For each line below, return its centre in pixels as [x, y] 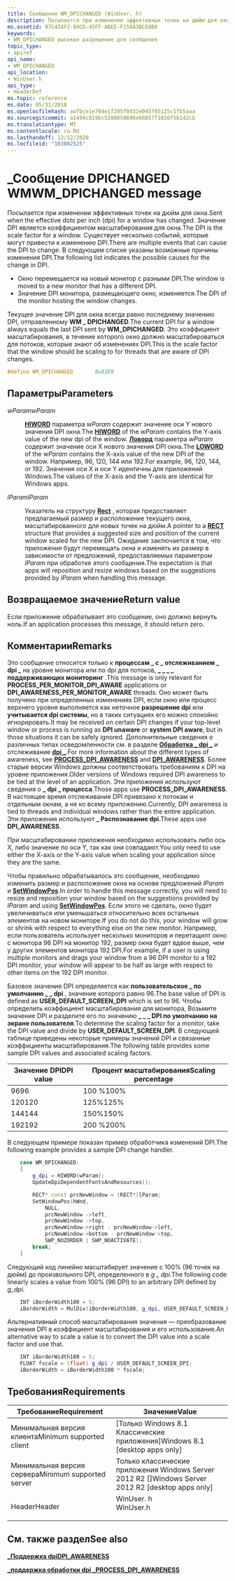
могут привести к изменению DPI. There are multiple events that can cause [117, 243]
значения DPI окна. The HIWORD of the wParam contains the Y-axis [123, 431]
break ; [42, 1247]
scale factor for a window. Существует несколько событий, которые [108, 235]
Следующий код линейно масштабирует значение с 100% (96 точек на [114, 1267]
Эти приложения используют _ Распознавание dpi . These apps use [107, 819]
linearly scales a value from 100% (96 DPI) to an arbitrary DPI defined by [112, 1281]
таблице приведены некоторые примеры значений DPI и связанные [109, 1038]
